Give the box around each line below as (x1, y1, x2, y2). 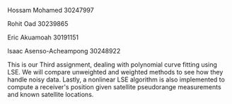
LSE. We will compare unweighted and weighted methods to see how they (7, 68, 224, 76)
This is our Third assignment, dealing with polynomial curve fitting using (7, 60, 218, 69)
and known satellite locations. (7, 91, 94, 98)
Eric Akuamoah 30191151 (7, 33, 79, 41)
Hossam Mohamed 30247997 (7, 6, 94, 14)
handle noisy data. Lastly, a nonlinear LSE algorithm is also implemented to (7, 75, 225, 84)
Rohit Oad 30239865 (7, 20, 69, 27)
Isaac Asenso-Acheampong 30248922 (7, 47, 121, 55)
